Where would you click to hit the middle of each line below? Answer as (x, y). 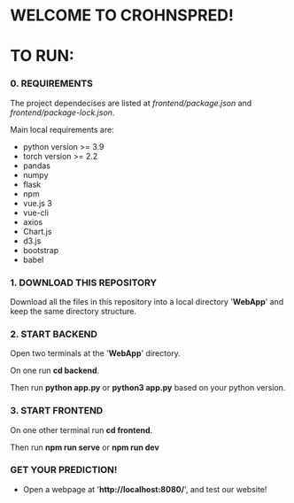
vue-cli (36, 213)
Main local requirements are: (62, 129)
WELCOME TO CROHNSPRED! (122, 15)
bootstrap (41, 250)
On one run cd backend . (55, 371)
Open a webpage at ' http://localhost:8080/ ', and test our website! (145, 489)
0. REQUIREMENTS (52, 83)
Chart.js (37, 231)
